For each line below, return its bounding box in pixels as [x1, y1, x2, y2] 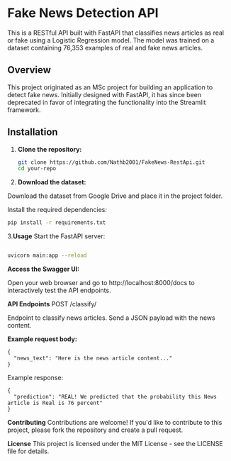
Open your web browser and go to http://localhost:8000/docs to [7, 279, 195, 287]
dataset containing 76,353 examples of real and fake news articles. [7, 43, 203, 52]
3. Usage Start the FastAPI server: [7, 232, 106, 240]
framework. [7, 105, 41, 114]
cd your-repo [17, 165, 57, 172]
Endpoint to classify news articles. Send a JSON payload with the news [7, 313, 215, 322]
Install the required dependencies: [7, 206, 108, 214]
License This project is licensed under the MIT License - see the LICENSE [7, 440, 223, 448]
